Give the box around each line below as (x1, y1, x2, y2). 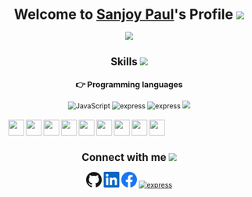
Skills (110, 55, 138, 68)
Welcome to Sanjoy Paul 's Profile (13, 5, 234, 24)
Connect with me (81, 151, 167, 164)
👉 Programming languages (75, 79, 183, 90)
